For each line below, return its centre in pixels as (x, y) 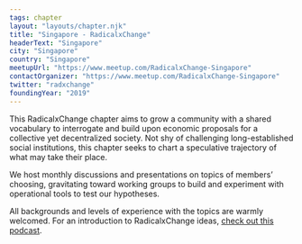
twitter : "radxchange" (52, 85)
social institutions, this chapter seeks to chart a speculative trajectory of (143, 147)
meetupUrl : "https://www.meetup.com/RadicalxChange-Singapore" (131, 68)
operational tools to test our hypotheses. (85, 194)
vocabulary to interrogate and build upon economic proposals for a (134, 128)
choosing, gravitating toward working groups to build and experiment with (146, 184)
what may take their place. (59, 157)
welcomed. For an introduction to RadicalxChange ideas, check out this (142, 221)
